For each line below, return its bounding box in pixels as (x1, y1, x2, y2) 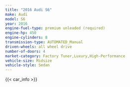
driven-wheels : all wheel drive (5, 44, 72, 49)
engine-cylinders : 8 (5, 35, 48, 40)
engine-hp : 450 (5, 30, 37, 35)
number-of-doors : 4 (5, 49, 46, 54)
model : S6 (5, 16, 26, 21)
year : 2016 (5, 21, 28, 26)
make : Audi (5, 12, 28, 17)
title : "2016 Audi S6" (5, 7, 52, 12)
